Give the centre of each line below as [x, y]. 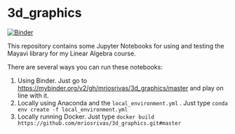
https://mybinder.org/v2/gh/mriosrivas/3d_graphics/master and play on [120, 88]
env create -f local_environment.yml [73, 109]
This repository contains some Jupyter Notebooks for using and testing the [116, 46]
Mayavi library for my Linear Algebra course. [72, 53]
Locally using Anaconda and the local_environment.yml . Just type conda [122, 102]
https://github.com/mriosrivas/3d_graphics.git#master [99, 123]
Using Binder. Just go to [52, 80]
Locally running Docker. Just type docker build [86, 116]
